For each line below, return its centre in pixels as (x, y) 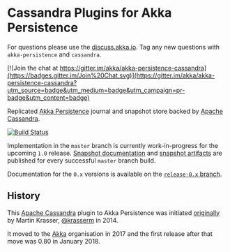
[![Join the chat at (33, 68)
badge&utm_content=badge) (48, 97)
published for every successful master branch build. (82, 160)
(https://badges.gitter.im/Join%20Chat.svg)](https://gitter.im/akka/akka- (111, 75)
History (24, 196)
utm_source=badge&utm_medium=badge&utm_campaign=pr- (96, 90)
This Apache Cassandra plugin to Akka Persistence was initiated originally (114, 213)
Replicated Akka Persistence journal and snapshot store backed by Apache (115, 111)
